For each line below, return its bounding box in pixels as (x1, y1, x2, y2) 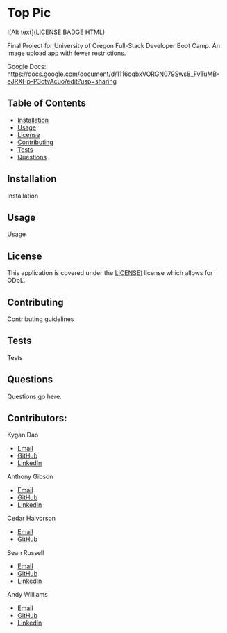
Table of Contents (7, 97, 87, 109)
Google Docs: (7, 62, 47, 70)
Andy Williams (7, 591, 49, 599)
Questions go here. (7, 392, 62, 400)
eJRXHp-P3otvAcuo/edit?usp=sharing (7, 77, 117, 85)
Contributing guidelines (7, 315, 74, 323)
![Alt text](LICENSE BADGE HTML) (7, 28, 106, 36)
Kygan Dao (7, 430, 39, 439)
